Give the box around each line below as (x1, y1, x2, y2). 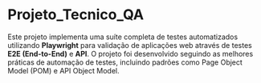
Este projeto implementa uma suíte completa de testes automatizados (7, 32, 239, 41)
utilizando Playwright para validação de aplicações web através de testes (7, 40, 252, 49)
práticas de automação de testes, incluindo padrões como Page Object (7, 57, 243, 67)
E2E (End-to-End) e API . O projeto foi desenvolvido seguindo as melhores (7, 49, 254, 58)
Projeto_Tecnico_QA (7, 6, 145, 24)
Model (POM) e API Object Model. (7, 65, 120, 75)
